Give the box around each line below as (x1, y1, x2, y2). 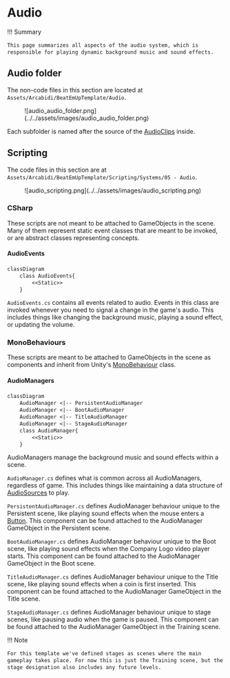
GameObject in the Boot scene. (7, 559, 96, 567)
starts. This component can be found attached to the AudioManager (7, 552, 200, 560)
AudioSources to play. (7, 488, 70, 497)
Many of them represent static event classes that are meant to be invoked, (7, 226, 218, 235)
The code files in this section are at (7, 166, 107, 174)
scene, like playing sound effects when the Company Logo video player (7, 544, 210, 552)
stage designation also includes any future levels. (7, 664, 162, 670)
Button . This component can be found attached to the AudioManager (7, 516, 203, 525)
